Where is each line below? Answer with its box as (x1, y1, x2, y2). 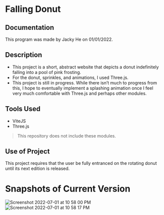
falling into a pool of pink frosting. (12, 69, 81, 75)
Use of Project (5, 147, 50, 156)
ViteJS (12, 118, 26, 124)
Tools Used (5, 105, 41, 113)
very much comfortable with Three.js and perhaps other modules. (12, 90, 147, 96)
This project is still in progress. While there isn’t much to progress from (12, 79, 158, 85)
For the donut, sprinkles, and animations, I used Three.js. (12, 74, 129, 80)
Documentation (5, 23, 55, 32)
